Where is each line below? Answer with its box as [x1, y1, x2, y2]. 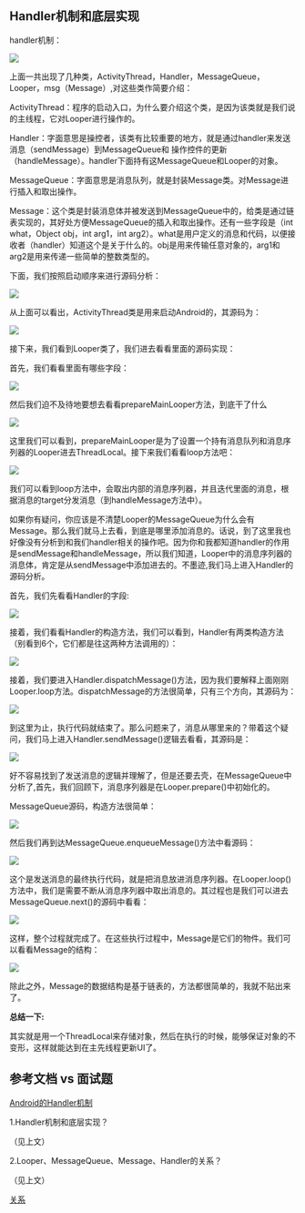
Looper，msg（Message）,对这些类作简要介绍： [9, 82, 193, 93]
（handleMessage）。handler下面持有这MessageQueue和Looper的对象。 [9, 155, 284, 166]
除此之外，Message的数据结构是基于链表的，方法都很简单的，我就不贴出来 [9, 980, 291, 991]
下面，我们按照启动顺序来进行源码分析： [9, 270, 161, 280]
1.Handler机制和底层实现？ [9, 1116, 109, 1127]
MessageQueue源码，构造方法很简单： [9, 800, 157, 811]
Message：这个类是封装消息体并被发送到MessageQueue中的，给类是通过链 [9, 205, 294, 216]
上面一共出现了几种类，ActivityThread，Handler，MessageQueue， [9, 71, 265, 82]
